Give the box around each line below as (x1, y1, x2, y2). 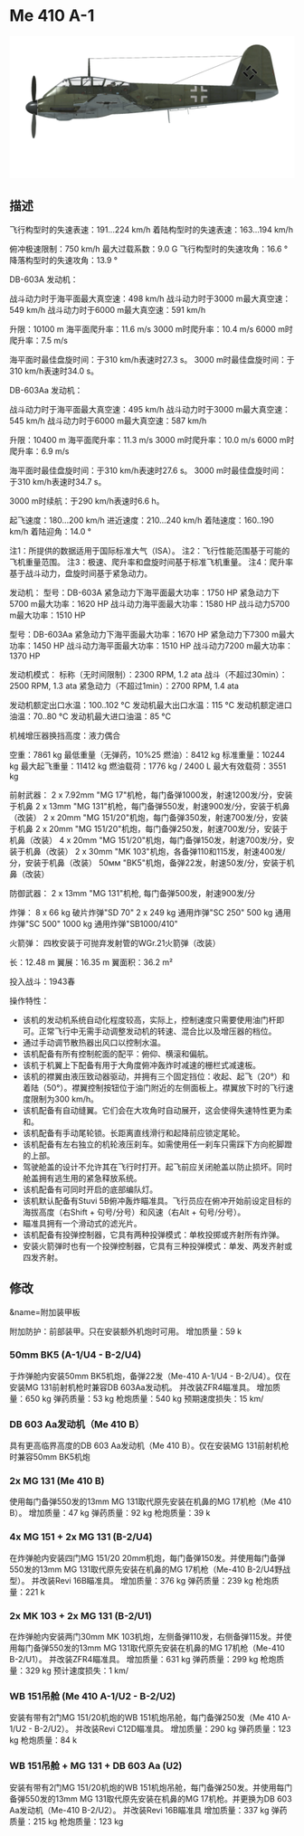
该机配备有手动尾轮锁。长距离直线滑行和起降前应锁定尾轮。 (22, 1127, 245, 1138)
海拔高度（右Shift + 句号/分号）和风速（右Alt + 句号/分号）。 (22, 1207, 246, 1217)
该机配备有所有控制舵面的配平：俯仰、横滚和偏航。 (22, 1048, 214, 1059)
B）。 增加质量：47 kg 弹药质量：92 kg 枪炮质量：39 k (9, 1508, 211, 1519)
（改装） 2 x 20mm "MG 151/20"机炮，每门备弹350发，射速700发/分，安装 (9, 811, 289, 823)
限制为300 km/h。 (30, 1093, 100, 1104)
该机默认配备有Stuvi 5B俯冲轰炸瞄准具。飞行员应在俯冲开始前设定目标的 (22, 1195, 292, 1206)
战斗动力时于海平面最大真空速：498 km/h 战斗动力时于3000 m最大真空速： (9, 293, 291, 304)
